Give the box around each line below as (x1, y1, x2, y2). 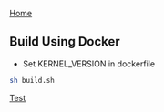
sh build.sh (9, 76, 55, 85)
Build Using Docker (9, 34, 120, 49)
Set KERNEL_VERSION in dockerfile (22, 58, 156, 69)
